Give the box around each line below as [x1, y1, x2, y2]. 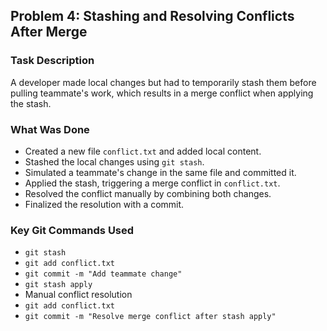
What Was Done [10, 122, 90, 136]
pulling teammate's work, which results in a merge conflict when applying [10, 87, 314, 99]
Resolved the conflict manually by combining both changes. [24, 187, 272, 199]
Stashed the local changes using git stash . [24, 155, 205, 168]
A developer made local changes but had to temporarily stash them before [10, 76, 317, 88]
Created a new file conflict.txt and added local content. [24, 145, 262, 157]
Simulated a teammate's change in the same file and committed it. [24, 166, 297, 178]
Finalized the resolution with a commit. [24, 198, 185, 210]
